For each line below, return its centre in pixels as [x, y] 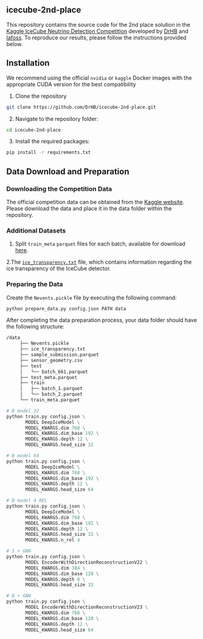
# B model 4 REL [27, 501]
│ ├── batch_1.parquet [51, 389]
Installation [28, 63]
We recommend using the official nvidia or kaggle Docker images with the [99, 78]
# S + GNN [19, 551]
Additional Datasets [36, 230]
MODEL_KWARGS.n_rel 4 [53, 540]
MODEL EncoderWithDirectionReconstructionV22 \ [87, 562]
